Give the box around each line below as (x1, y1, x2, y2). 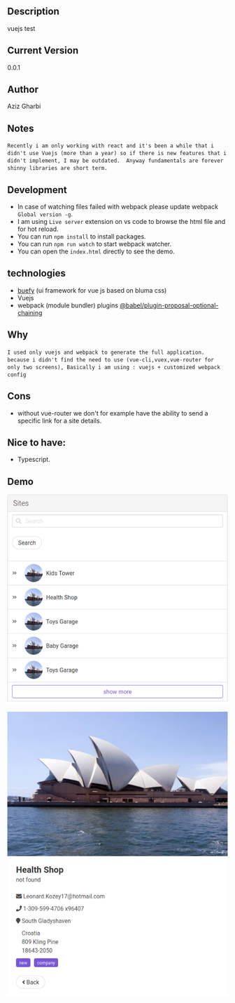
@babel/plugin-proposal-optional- (120, 301, 219, 310)
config (7, 371, 27, 378)
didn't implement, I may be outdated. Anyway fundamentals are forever (7, 157, 224, 164)
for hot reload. (17, 225, 59, 234)
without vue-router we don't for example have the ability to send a (17, 408, 208, 417)
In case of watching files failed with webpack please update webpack (17, 203, 219, 211)
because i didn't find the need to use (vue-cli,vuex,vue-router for (7, 356, 215, 364)
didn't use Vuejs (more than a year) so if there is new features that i (7, 150, 227, 157)
